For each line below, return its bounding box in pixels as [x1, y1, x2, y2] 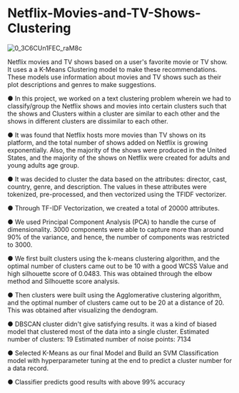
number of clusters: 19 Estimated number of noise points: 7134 [7, 335, 191, 343]
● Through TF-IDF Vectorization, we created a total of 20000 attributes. [7, 203, 220, 212]
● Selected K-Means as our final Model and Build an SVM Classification [7, 348, 219, 357]
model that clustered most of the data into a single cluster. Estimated [7, 327, 209, 336]
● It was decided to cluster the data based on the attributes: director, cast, [7, 175, 227, 183]
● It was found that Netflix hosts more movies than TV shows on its [7, 131, 206, 139]
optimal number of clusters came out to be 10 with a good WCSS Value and [7, 262, 228, 270]
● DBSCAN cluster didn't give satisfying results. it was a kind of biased [7, 320, 217, 328]
